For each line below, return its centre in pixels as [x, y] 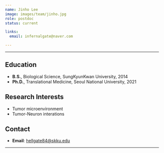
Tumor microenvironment [38, 109]
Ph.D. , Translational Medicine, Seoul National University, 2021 [74, 82]
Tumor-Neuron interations [38, 114]
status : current [21, 23]
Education [21, 65]
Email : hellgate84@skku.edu [41, 141]
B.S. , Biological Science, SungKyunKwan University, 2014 [70, 76]
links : [12, 32]
